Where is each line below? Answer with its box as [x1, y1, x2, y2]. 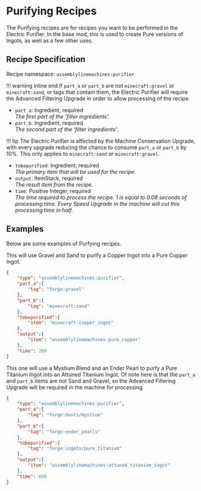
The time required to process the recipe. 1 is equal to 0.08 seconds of [14, 194, 187, 201]
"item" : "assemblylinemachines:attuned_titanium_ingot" [28, 462, 170, 469]
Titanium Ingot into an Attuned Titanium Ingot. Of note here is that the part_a [6, 371, 196, 378]
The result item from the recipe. [14, 181, 94, 188]
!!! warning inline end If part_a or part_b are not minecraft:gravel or [6, 82, 175, 89]
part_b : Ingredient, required [14, 119, 83, 126]
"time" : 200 [17, 348, 47, 354]
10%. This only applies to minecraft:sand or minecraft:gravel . [6, 150, 160, 157]
